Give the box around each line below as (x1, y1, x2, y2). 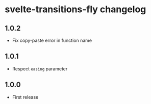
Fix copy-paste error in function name (12, 37, 92, 43)
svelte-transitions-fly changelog (5, 4, 146, 15)
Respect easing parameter (12, 65, 68, 72)
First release (12, 94, 39, 100)
